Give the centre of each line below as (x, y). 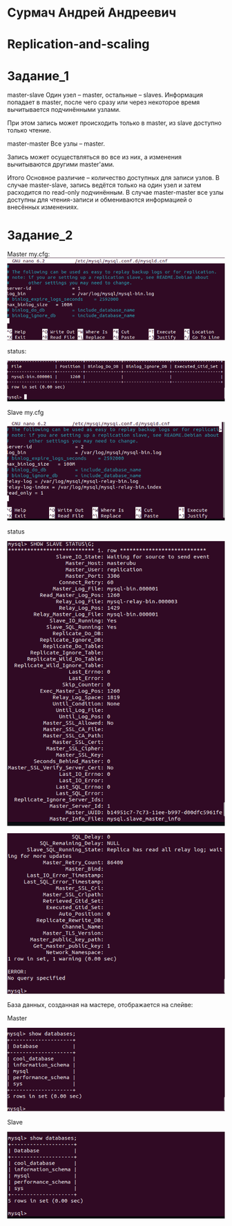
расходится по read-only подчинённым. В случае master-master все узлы (116, 193)
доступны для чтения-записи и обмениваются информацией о (100, 200)
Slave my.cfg (26, 413)
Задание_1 (38, 76)
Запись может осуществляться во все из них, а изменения (94, 157)
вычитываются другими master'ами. (61, 164)
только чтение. (29, 130)
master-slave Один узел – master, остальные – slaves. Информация (105, 95)
